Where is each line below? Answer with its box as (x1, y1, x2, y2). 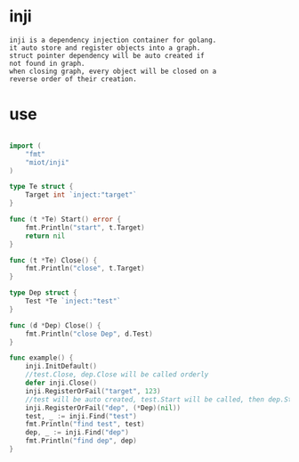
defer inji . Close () (25, 378, 98, 387)
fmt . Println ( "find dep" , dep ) (25, 436, 138, 446)
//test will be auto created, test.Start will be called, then (25, 394, 265, 404)
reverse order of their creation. (9, 74, 138, 84)
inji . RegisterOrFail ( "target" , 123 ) (25, 386, 162, 395)
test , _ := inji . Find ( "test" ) (25, 411, 138, 420)
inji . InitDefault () (25, 362, 98, 371)
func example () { (9, 353, 74, 362)
